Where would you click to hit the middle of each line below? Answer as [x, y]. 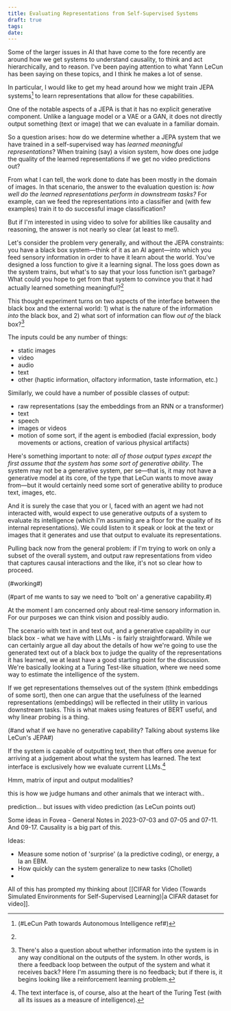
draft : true [25, 20]
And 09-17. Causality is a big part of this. [65, 827]
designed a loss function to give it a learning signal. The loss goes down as [114, 264]
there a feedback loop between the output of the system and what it [114, 964]
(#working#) [25, 584]
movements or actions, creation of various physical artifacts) [104, 443]
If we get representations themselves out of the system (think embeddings [113, 688]
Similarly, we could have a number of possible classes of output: [99, 393]
